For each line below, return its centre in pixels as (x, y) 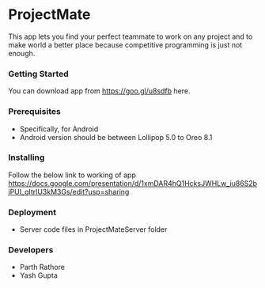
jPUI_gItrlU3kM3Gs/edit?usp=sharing (69, 191)
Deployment (32, 212)
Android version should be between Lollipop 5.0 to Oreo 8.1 (116, 137)
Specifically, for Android (59, 129)
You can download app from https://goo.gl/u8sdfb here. (99, 91)
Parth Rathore (42, 267)
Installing (26, 157)
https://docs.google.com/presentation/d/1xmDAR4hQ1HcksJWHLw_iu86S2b (133, 183)
